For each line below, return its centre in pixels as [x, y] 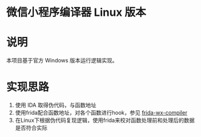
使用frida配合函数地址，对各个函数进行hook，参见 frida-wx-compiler [101, 113]
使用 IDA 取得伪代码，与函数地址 [56, 105]
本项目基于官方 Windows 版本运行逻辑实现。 [62, 61]
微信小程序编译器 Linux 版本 [76, 12]
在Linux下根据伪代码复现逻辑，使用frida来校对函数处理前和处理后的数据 [105, 120]
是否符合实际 [31, 128]
